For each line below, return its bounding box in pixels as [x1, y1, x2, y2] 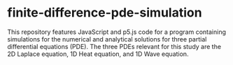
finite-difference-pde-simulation [7, 5, 202, 21]
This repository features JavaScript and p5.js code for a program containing [7, 28, 226, 36]
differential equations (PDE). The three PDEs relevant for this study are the [7, 42, 222, 50]
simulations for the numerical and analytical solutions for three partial [7, 35, 207, 43]
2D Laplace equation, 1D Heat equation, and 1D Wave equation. [7, 50, 189, 58]
